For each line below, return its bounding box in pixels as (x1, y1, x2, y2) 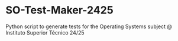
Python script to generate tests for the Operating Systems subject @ (5, 23, 173, 30)
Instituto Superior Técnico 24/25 (5, 29, 85, 36)
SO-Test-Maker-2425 (5, 4, 114, 17)
